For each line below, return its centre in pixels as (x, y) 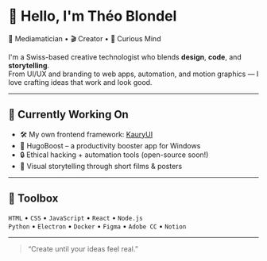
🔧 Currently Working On (68, 115)
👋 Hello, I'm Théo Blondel (93, 16)
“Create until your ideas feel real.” (83, 248)
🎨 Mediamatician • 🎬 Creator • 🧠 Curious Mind (85, 38)
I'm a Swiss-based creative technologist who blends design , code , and (125, 57)
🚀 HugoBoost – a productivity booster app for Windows (110, 145)
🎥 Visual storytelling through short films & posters (101, 166)
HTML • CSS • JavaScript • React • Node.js (75, 217)
